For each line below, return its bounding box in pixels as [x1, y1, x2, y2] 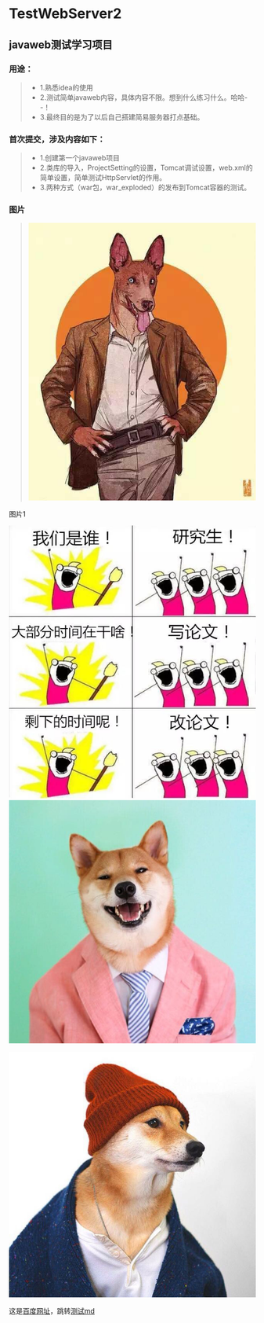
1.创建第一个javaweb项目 [39, 153, 120, 163]
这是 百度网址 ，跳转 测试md [9, 1306, 95, 1316]
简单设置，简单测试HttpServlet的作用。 [39, 173, 167, 182]
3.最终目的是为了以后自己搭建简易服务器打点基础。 [39, 112, 204, 122]
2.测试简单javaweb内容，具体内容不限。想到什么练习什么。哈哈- [39, 92, 248, 102]
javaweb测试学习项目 [9, 38, 113, 51]
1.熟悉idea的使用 [39, 83, 93, 92]
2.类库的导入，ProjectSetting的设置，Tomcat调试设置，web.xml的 [39, 163, 253, 173]
